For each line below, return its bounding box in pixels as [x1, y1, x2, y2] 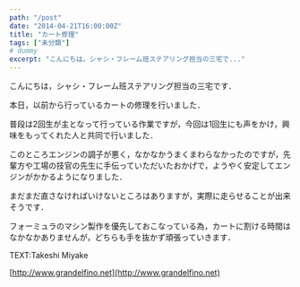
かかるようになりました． [32, 171, 127, 182]
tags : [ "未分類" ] [9, 38, 70, 48]
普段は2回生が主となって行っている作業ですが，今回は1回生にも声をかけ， [9, 118, 282, 129]
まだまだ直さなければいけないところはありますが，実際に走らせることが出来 [9, 190, 291, 201]
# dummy [9, 47, 39, 56]
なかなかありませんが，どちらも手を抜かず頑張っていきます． [9, 232, 236, 242]
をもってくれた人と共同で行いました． [16, 130, 159, 140]
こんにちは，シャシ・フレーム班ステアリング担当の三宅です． [9, 81, 237, 91]
